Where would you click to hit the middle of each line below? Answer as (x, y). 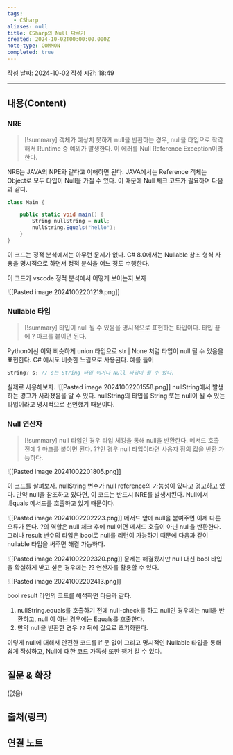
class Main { (26, 202)
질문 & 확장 (29, 675)
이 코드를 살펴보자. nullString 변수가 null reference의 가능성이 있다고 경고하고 (113, 486)
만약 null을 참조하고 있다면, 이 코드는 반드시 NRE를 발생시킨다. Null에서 (112, 495)
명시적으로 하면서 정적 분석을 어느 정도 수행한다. (85, 263)
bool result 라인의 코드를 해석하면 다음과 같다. (69, 596)
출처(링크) (28, 717)
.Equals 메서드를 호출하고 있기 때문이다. (61, 503)
